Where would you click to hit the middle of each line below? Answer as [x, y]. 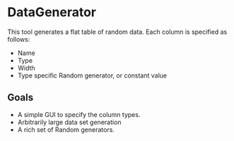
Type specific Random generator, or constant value [92, 75]
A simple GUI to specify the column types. [79, 114]
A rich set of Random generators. [66, 129]
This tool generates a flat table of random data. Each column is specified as [117, 32]
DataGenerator [52, 12]
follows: [19, 39]
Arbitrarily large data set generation [69, 122]
